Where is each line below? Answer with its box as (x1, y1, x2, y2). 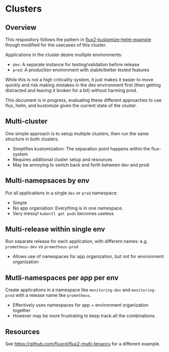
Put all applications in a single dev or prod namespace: (5, 190, 118, 196)
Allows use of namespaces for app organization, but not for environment (12, 254, 164, 260)
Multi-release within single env (5, 225, 105, 234)
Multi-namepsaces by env (5, 176, 90, 185)
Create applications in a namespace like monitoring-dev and (5, 287, 131, 293)
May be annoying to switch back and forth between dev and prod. (12, 162, 150, 168)
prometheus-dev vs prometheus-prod (5, 243, 78, 250)
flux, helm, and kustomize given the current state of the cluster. (5, 103, 138, 109)
